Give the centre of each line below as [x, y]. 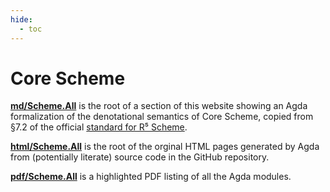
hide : [21, 19]
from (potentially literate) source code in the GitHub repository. [140, 157]
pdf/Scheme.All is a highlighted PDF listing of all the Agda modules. [151, 177]
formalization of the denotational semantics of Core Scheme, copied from [162, 117]
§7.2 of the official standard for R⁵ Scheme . [99, 127]
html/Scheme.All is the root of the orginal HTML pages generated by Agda [165, 147]
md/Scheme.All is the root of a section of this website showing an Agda [159, 106]
